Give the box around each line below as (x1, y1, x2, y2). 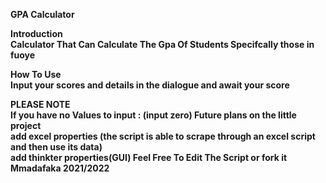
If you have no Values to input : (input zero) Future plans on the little (10, 109, 297, 121)
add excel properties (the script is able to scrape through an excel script (10, 130, 316, 142)
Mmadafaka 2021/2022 (10, 162, 110, 174)
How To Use (10, 69, 62, 80)
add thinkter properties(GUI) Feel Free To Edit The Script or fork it (10, 152, 288, 163)
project (10, 120, 42, 131)
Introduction (10, 28, 63, 39)
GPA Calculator (10, 9, 75, 20)
